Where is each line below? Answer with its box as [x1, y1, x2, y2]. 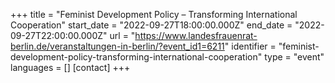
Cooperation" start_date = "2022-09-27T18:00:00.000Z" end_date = [10, 19, 293, 31]
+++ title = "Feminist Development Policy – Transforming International [10, 9, 298, 20]
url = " [109, 30, 136, 41]
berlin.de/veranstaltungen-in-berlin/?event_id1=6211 [10, 40, 225, 52]
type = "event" [264, 51, 325, 63]
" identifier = [224, 40, 277, 52]
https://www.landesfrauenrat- [134, 30, 258, 41]
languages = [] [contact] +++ [10, 62, 131, 73]
